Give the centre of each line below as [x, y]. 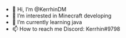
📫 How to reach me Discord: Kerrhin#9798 [66, 29]
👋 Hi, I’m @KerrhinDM [39, 9]
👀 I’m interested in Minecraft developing [62, 16]
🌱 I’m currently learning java [47, 22]
